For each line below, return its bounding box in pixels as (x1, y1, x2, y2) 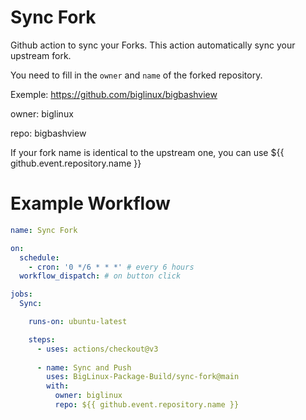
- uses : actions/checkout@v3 (36, 344, 159, 354)
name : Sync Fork (10, 225, 78, 235)
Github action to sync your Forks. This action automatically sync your (10, 39, 296, 51)
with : (46, 381, 70, 391)
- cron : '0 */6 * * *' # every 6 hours (28, 262, 195, 272)
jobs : (10, 289, 33, 300)
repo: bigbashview (10, 127, 87, 139)
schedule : (19, 252, 60, 263)
